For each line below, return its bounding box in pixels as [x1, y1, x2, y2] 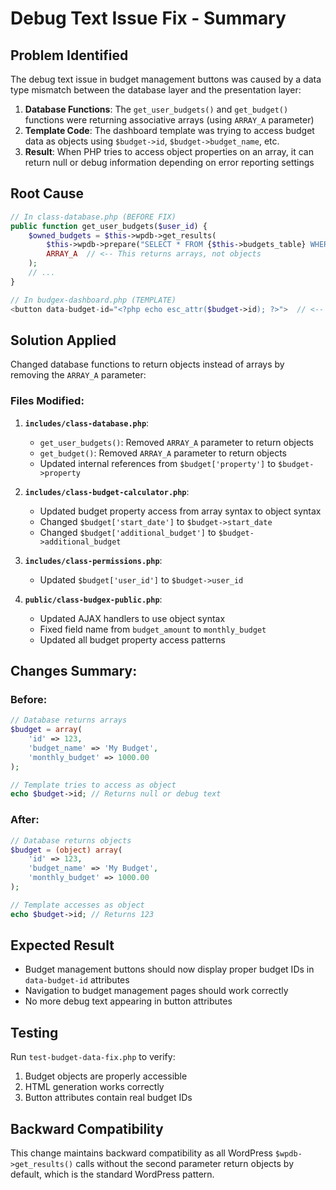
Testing [10, 1024, 59, 1041]
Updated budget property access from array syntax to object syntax [39, 505, 322, 517]
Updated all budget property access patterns [39, 633, 226, 646]
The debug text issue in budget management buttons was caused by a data [10, 73, 322, 85]
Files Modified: [10, 394, 85, 408]
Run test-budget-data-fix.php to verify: [10, 1051, 176, 1063]
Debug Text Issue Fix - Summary [10, 7, 287, 30]
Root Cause [10, 185, 85, 202]
